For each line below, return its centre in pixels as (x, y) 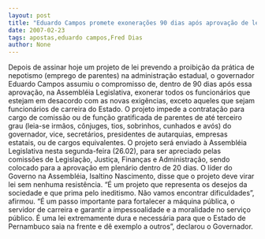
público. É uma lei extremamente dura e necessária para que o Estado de (127, 218)
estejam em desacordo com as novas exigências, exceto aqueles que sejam (131, 101)
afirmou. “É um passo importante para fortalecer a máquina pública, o (121, 201)
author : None (30, 45)
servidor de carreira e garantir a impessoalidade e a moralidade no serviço (129, 210)
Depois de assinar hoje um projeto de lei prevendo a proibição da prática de (131, 67)
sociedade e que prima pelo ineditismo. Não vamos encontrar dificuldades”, (131, 193)
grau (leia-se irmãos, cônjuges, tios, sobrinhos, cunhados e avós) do (120, 126)
